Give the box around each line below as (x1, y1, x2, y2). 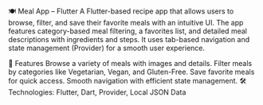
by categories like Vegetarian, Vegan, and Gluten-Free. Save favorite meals (8, 67, 255, 76)
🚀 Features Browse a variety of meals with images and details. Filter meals (8, 59, 253, 68)
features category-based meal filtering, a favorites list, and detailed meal (8, 26, 247, 36)
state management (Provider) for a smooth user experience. (8, 43, 206, 52)
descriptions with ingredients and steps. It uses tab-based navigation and (8, 35, 249, 44)
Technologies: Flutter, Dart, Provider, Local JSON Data (8, 87, 186, 97)
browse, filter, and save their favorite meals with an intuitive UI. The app (8, 18, 244, 27)
